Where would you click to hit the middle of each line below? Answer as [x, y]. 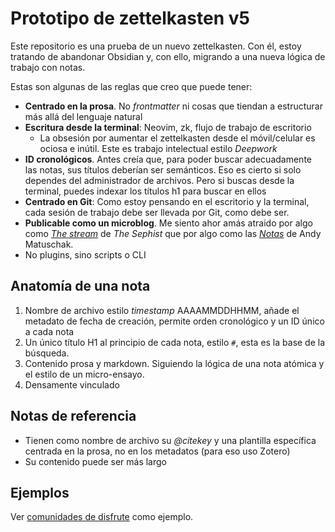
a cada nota [49, 331]
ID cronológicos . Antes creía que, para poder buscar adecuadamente [168, 159]
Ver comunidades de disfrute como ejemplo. [102, 517]
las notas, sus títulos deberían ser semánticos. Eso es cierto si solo [163, 169]
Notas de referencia [73, 416]
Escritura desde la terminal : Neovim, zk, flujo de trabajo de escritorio [168, 127]
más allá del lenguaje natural [83, 116]
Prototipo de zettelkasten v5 [130, 18]
